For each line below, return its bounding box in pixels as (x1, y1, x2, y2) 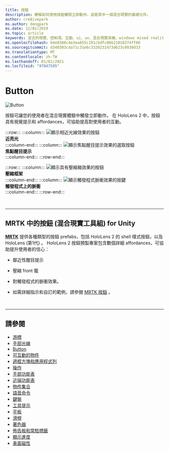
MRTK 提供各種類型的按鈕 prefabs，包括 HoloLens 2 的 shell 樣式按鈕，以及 (5, 233, 163, 239)
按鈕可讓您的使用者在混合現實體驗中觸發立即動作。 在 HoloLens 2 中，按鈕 (5, 112, 160, 118)
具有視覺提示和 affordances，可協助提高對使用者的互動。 (5, 119, 124, 125)
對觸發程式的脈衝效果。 (12, 278, 61, 284)
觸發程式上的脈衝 (5, 183, 41, 189)
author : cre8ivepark (5, 17, 49, 22)
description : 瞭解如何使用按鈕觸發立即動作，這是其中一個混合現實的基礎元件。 (5, 12, 151, 17)
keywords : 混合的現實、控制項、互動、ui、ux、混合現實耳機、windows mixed (5, 36, 148, 41)
